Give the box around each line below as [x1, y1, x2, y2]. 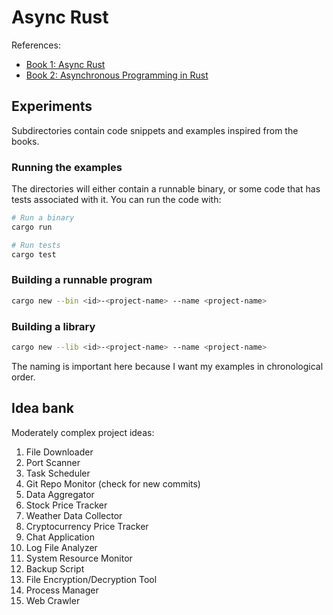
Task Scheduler [25, 467, 91, 479]
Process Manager [25, 584, 99, 596]
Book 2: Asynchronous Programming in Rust [25, 69, 209, 81]
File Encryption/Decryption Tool [25, 573, 158, 585]
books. [11, 135, 40, 147]
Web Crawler [25, 594, 81, 606]
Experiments [11, 98, 93, 115]
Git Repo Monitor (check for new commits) [25, 477, 201, 490]
